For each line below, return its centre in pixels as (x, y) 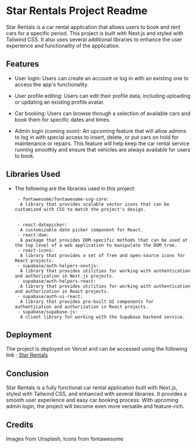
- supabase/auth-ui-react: (50, 296)
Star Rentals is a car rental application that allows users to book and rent (93, 27)
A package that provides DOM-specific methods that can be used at (104, 240)
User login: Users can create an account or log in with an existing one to (102, 78)
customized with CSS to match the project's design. (80, 209)
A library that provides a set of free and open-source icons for (103, 255)
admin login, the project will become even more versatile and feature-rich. (95, 406)
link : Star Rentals (27, 355)
